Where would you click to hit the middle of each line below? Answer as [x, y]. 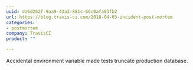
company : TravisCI [29, 34]
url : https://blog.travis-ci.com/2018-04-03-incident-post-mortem [89, 17]
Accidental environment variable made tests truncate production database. [97, 61]
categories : [21, 22]
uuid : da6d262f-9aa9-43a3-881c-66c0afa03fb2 [62, 11]
